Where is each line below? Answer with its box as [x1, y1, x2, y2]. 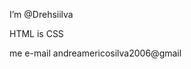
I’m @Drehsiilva [9, 9, 74, 20]
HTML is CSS [9, 28, 64, 39]
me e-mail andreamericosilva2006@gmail [9, 47, 182, 59]
